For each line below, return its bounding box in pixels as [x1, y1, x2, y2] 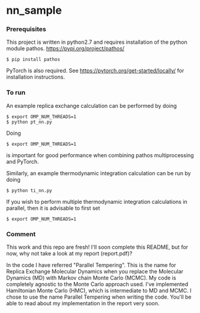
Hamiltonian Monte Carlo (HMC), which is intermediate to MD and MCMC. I [6, 287, 192, 294]
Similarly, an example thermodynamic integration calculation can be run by [6, 169, 191, 177]
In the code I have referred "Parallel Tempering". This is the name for [6, 261, 177, 269]
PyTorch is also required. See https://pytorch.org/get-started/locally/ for [6, 67, 184, 74]
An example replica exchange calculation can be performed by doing [6, 102, 177, 109]
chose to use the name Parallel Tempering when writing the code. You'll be [6, 293, 192, 300]
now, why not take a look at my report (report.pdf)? [6, 250, 133, 257]
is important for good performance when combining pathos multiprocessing [6, 151, 194, 159]
